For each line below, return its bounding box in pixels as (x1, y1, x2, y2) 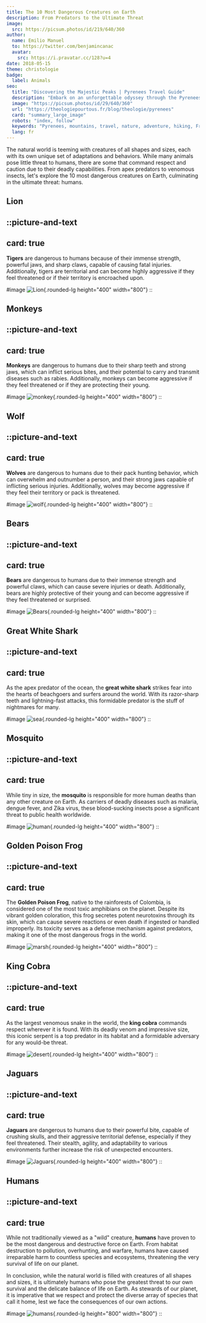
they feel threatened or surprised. (6, 596, 91, 603)
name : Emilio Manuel (12, 37, 64, 44)
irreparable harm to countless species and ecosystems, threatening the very (6, 1253, 199, 1260)
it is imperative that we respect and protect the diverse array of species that (6, 1291, 198, 1298)
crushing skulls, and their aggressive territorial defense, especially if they (6, 1133, 191, 1140)
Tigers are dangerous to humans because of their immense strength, (6, 254, 181, 262)
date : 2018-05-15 (6, 60, 51, 66)
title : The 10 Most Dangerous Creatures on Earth (6, 9, 136, 15)
